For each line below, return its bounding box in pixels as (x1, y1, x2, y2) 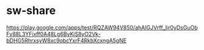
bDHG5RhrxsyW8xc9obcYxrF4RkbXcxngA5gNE (6, 37, 127, 44)
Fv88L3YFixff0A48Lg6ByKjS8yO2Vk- (6, 30, 101, 37)
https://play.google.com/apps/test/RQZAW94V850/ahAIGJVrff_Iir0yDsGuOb (6, 24, 198, 31)
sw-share (6, 4, 56, 18)
